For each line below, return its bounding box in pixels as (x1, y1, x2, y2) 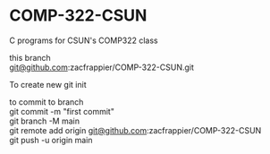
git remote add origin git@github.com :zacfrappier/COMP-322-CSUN (9, 124, 262, 135)
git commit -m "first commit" (9, 106, 114, 116)
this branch (9, 52, 51, 63)
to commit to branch (9, 96, 84, 107)
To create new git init (9, 79, 87, 90)
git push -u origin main (9, 134, 93, 145)
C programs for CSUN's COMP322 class (9, 35, 158, 46)
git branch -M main (9, 115, 80, 126)
